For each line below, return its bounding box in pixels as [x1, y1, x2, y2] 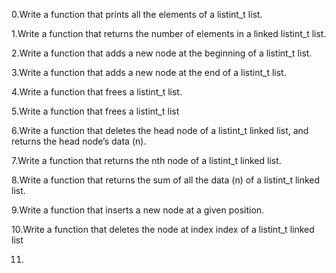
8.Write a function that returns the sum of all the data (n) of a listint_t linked [11, 174, 321, 186]
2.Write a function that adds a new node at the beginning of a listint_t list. [11, 47, 313, 59]
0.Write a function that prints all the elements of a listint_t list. [11, 9, 263, 20]
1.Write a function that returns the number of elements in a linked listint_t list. [11, 28, 327, 39]
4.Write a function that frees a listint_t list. [11, 86, 183, 98]
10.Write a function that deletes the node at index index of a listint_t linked [11, 224, 315, 235]
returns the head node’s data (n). [11, 135, 147, 147]
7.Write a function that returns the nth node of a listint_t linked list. [11, 155, 282, 166]
